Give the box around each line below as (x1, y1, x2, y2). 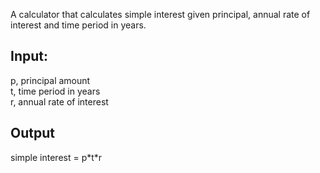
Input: (10, 48, 48, 65)
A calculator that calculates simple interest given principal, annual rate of (10, 9, 311, 20)
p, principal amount (10, 74, 91, 86)
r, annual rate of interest (10, 95, 109, 108)
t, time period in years (10, 85, 101, 97)
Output (10, 125, 55, 142)
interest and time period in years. (10, 19, 147, 31)
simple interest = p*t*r (10, 151, 103, 163)
